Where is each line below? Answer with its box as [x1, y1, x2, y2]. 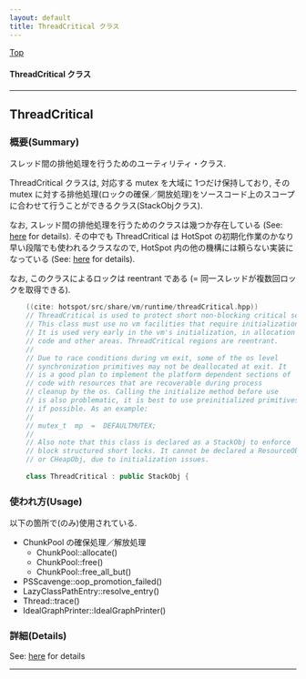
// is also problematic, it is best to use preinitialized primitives [25, 396, 300, 405]
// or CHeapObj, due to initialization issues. [25, 455, 209, 464]
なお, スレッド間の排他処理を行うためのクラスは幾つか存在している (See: [9, 219, 283, 230]
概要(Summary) [9, 136, 80, 148]
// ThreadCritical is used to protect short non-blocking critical [25, 311, 287, 320]
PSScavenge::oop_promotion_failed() [22, 576, 162, 587]
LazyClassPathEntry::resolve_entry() [22, 586, 159, 597]
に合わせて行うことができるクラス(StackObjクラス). [9, 200, 203, 211]
